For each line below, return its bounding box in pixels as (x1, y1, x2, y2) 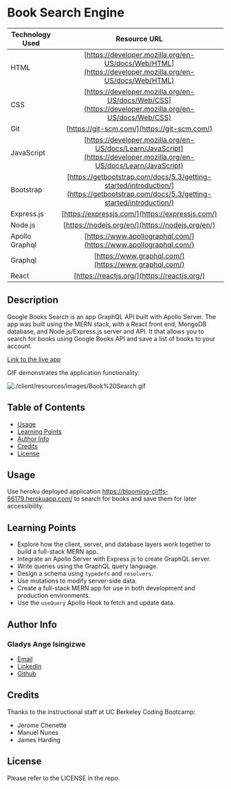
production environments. (16, 592, 91, 600)
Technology (11, 30, 52, 39)
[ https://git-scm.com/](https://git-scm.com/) (66, 124, 213, 133)
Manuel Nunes (16, 728, 58, 737)
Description (7, 294, 58, 306)
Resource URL (115, 34, 163, 43)
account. (7, 342, 32, 350)
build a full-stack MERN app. (16, 548, 98, 556)
